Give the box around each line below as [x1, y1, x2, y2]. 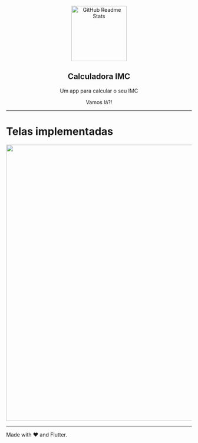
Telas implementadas [6, 125, 114, 138]
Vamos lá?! [85, 98, 113, 105]
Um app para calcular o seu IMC [60, 87, 138, 94]
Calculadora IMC [67, 71, 131, 82]
